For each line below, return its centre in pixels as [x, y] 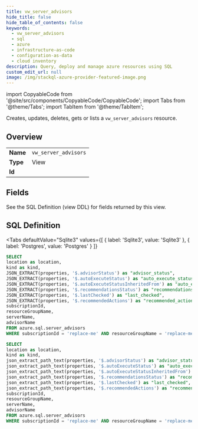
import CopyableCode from [39, 94]
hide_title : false [29, 17]
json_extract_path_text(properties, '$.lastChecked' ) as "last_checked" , [99, 382]
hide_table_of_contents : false [44, 22]
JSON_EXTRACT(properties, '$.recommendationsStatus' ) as [77, 290]
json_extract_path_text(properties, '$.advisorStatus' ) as [80, 361]
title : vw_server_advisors [39, 12]
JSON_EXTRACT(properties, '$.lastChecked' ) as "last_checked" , [85, 295]
